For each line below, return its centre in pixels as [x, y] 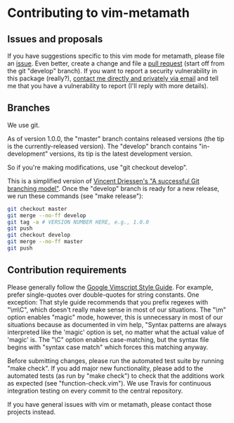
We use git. [24, 125]
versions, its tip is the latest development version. [121, 154]
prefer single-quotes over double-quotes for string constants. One [103, 295]
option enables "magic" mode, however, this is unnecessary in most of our [115, 317]
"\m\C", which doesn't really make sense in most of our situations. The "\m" [117, 309]
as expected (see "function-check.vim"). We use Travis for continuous [110, 383]
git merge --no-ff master [45, 242]
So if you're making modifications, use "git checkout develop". [97, 167]
